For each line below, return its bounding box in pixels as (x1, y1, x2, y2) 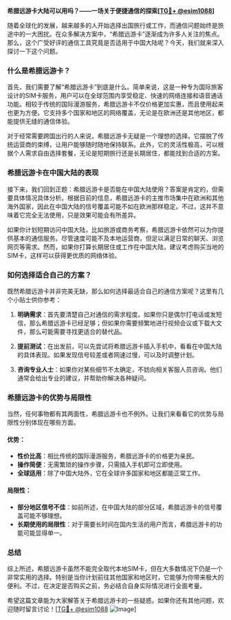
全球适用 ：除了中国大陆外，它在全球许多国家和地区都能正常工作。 (16, 469, 204, 478)
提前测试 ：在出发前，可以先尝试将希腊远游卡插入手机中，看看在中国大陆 (16, 342, 222, 350)
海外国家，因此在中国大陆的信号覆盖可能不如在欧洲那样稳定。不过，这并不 (7, 202, 218, 211)
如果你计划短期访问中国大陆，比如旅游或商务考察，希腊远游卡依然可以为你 (7, 225, 218, 233)
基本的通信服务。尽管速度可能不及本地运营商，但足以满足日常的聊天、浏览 (12, 234, 224, 242)
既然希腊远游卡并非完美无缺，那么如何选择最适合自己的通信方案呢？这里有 (7, 287, 218, 295)
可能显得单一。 (23, 528, 66, 537)
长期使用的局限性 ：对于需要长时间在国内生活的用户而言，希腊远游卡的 (16, 520, 217, 528)
